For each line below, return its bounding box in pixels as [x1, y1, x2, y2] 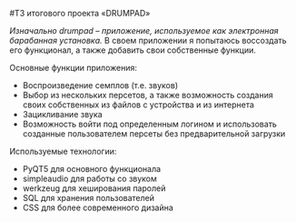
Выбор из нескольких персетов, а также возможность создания [22, 90, 274, 100]
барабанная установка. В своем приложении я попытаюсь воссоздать [9, 35, 288, 45]
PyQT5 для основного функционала [22, 164, 162, 174]
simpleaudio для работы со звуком [22, 173, 157, 184]
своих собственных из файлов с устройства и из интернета [22, 99, 254, 110]
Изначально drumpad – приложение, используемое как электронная [9, 25, 279, 35]
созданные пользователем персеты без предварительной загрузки [22, 128, 286, 139]
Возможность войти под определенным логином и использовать [22, 118, 277, 129]
